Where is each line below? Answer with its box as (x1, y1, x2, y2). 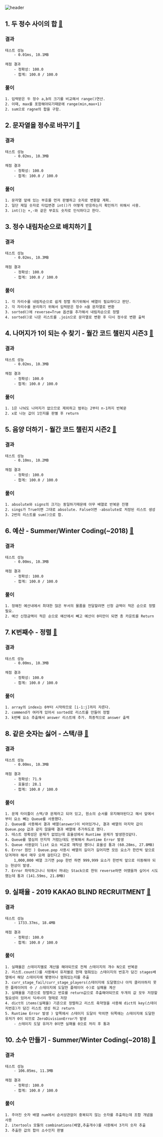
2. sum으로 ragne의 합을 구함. (5, 107, 61, 112)
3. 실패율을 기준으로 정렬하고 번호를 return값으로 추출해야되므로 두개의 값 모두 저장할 (5, 990, 158, 995)
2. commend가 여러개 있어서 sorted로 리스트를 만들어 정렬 (5, 710, 110, 715)
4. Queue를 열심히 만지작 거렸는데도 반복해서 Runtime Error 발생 (5, 837, 124, 842)
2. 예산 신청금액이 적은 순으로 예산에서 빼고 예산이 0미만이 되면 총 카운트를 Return (5, 614, 154, 619)
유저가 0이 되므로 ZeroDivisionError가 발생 (5, 1016, 87, 1021)
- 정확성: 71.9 (14, 777, 41, 781)
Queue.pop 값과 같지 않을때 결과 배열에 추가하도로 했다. (5, 827, 106, 832)
